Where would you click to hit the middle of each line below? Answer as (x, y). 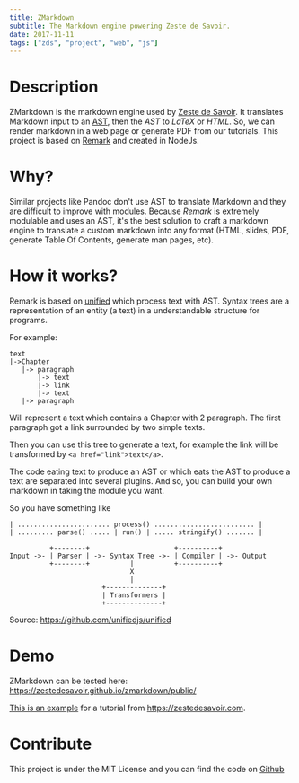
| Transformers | (134, 595)
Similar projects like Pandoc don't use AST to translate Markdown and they (148, 202)
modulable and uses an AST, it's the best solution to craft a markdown (139, 221)
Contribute (51, 744)
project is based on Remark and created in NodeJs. (104, 141)
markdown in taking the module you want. (87, 491)
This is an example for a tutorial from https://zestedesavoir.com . (128, 708)
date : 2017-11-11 (42, 34)
